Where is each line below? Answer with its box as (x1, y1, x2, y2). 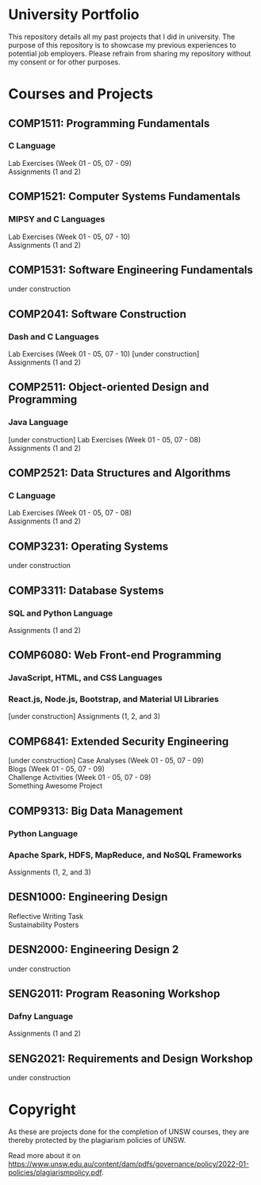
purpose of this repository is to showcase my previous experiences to (8, 40, 236, 49)
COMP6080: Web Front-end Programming (8, 649, 222, 662)
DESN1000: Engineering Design (8, 890, 168, 904)
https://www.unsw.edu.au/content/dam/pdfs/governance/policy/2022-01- (8, 1159, 250, 1168)
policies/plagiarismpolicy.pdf (8, 1168, 102, 1177)
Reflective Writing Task (8, 911, 84, 921)
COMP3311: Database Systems (8, 584, 164, 597)
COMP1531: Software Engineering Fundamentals (8, 263, 254, 276)
